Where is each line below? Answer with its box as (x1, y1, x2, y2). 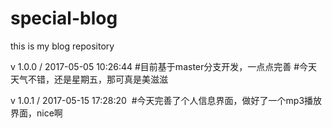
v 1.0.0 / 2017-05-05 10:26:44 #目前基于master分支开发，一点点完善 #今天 (10, 60, 318, 72)
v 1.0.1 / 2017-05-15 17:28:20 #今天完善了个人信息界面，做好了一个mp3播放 (10, 94, 323, 106)
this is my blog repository (10, 40, 115, 52)
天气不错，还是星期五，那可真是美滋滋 (10, 73, 168, 85)
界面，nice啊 (10, 107, 63, 119)
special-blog (10, 7, 118, 30)
